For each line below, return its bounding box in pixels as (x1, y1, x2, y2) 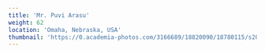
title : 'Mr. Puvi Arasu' (8, 11, 90, 19)
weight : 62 (8, 19, 44, 26)
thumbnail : (8, 33, 44, 41)
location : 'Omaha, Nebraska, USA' (8, 26, 122, 34)
